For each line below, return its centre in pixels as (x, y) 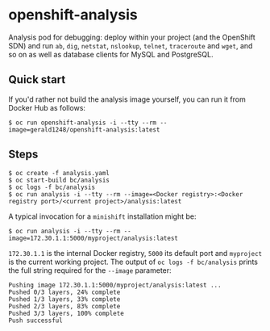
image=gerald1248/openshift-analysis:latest (84, 130)
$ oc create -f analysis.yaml (59, 173)
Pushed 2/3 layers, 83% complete (64, 306)
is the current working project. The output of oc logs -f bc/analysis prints (133, 262)
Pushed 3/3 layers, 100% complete (66, 313)
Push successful (35, 321)
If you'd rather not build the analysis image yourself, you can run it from (127, 99)
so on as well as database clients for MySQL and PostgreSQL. (111, 54)
